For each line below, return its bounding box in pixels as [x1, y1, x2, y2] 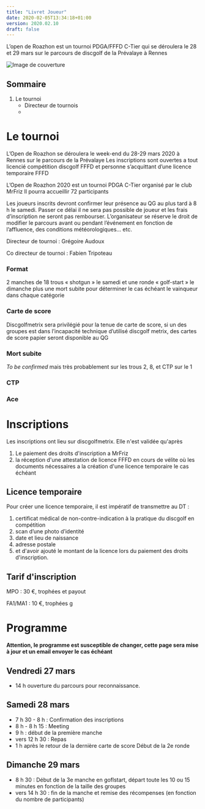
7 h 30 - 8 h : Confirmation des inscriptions [15, 716, 124, 723]
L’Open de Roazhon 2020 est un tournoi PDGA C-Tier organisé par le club [6, 181, 192, 189]
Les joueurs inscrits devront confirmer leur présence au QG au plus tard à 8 [6, 200, 197, 207]
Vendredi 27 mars [6, 666, 75, 676]
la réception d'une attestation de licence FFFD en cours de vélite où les [15, 456, 195, 463]
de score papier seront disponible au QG [6, 334, 109, 341]
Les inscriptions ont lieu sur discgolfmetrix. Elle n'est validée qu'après [6, 437, 183, 445]
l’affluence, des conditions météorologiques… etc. [6, 226, 133, 233]
